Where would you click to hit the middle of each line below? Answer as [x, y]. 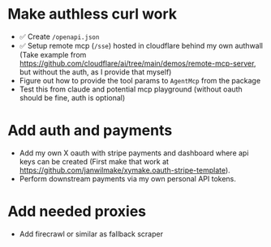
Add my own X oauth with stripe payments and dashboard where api [134, 153]
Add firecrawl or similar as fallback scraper [91, 234]
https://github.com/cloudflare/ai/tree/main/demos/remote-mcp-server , [138, 63]
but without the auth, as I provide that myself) [95, 72]
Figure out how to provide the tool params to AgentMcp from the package [140, 80]
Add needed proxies [77, 212]
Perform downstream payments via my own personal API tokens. [128, 178]
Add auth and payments [90, 131]
